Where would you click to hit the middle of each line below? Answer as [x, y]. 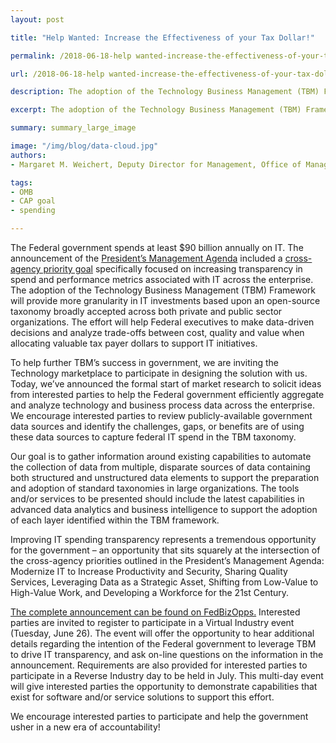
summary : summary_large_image [73, 128]
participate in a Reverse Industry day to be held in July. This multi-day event [167, 675]
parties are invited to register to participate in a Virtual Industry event [152, 622]
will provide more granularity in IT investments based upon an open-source [165, 300]
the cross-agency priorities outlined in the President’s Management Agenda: [167, 560]
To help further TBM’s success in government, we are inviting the [144, 362]
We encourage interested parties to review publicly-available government [161, 415]
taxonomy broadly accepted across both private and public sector [146, 311]
